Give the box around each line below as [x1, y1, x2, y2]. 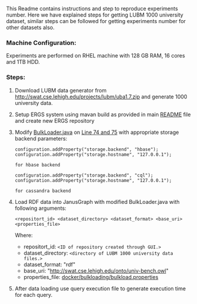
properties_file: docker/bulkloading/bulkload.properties [23, 273, 158, 280]
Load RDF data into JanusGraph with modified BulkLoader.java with [14, 198, 180, 205]
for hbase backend [14, 162, 61, 168]
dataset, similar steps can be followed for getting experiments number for [6, 18, 186, 24]
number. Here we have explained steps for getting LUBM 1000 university [6, 11, 184, 18]
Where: [14, 231, 33, 239]
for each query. [14, 291, 53, 298]
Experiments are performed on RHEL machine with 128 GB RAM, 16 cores [6, 52, 185, 59]
